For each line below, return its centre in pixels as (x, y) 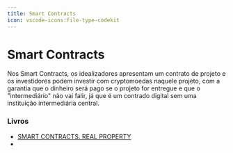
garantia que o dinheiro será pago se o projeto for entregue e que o (104, 88)
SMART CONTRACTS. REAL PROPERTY (74, 136)
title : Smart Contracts (42, 14)
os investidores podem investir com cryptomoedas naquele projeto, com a (114, 81)
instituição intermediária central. (53, 103)
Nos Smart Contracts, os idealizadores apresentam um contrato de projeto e (116, 74)
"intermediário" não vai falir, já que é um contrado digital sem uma (102, 96)
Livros (18, 121)
